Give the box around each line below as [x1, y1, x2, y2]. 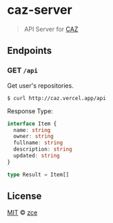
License [7, 191, 42, 202]
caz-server [7, 2, 72, 18]
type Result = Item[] [7, 171, 70, 178]
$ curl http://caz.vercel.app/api [7, 95, 107, 101]
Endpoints [7, 45, 52, 57]
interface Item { [7, 120, 57, 127]
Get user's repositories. [7, 81, 74, 90]
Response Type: [7, 106, 53, 115]
